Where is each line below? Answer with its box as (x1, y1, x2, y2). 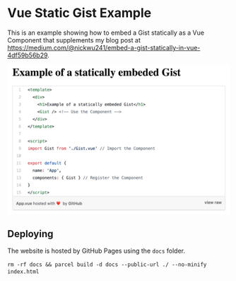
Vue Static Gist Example (7, 5, 152, 21)
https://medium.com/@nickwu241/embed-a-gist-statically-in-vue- (7, 43, 201, 52)
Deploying (7, 228, 54, 240)
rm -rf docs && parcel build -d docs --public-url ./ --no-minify (7, 261, 207, 268)
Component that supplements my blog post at (7, 35, 141, 44)
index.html (7, 268, 40, 275)
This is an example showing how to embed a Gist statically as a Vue (7, 28, 205, 37)
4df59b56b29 (7, 51, 48, 59)
